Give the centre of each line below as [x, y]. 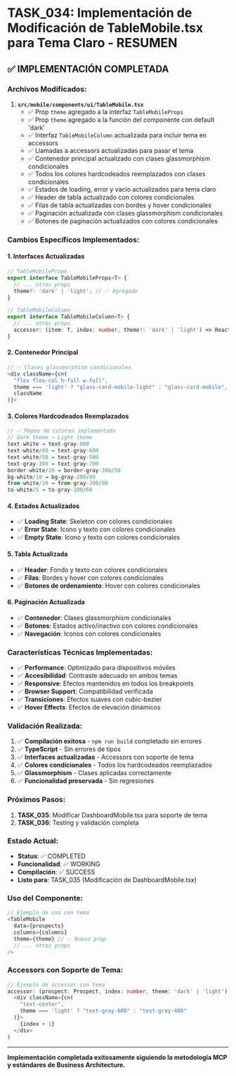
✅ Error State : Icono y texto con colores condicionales [96, 529]
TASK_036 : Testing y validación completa [78, 822]
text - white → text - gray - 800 [48, 444]
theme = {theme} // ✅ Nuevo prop [60, 939]
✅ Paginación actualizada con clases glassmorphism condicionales [125, 213]
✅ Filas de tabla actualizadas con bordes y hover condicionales [120, 205]
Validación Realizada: [45, 726]
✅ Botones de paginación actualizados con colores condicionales [123, 221]
